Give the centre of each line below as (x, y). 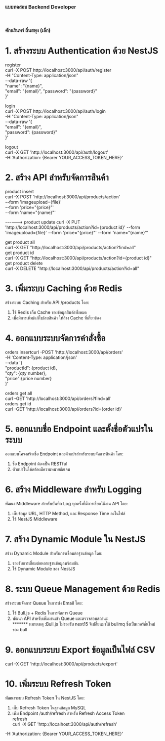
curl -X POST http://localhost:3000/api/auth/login (56, 111)
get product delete (24, 263)
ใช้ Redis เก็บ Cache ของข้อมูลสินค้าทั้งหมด (49, 312)
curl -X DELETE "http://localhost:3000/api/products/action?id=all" (72, 268)
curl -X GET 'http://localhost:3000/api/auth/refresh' (65, 724)
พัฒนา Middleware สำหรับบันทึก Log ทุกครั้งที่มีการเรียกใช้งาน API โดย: (67, 503)
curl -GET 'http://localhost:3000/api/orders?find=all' (59, 398)
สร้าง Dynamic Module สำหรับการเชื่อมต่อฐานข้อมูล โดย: (54, 553)
